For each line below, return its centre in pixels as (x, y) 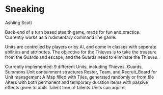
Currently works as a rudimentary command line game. (61, 37)
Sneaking (25, 9)
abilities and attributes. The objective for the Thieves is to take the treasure (81, 52)
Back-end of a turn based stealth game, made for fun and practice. (73, 32)
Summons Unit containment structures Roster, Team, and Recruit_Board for (81, 71)
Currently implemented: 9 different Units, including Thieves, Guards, (74, 67)
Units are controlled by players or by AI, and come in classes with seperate (81, 47)
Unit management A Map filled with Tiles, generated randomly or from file (80, 77)
